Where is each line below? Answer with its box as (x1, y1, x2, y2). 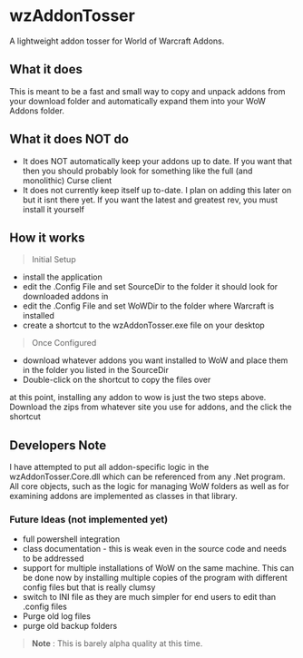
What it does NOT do (9, 132, 130, 147)
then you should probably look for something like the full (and (22, 165, 253, 176)
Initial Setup (31, 254, 76, 265)
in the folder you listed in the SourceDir (22, 365, 170, 376)
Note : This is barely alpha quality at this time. (31, 638, 203, 649)
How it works (9, 230, 85, 245)
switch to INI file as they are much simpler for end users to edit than (22, 592, 277, 603)
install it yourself (22, 203, 84, 214)
